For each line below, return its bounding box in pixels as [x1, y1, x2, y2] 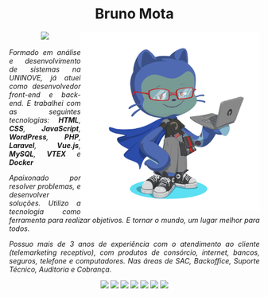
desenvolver [9, 190, 50, 199]
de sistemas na [9, 64, 81, 74]
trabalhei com [33, 98, 81, 107]
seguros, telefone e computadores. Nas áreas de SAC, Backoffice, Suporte [9, 256, 260, 265]
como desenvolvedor [9, 81, 81, 91]
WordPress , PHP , [9, 132, 81, 142]
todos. [9, 224, 30, 233]
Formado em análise [9, 47, 81, 57]
